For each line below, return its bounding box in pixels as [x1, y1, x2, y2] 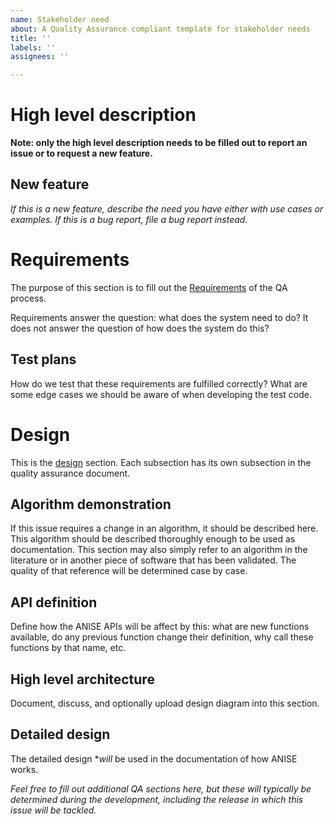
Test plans [10, 351, 77, 368]
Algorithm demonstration [10, 496, 172, 513]
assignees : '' [10, 52, 70, 62]
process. [10, 292, 47, 304]
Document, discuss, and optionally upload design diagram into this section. [10, 697, 320, 709]
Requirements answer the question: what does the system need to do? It [10, 311, 309, 323]
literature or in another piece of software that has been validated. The [10, 554, 297, 566]
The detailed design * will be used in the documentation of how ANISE [10, 752, 298, 765]
